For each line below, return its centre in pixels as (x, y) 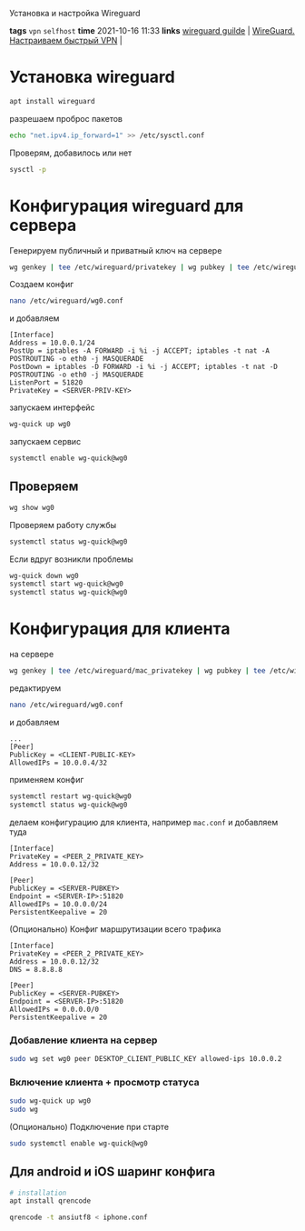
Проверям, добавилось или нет (71, 153)
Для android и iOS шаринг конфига (113, 1172)
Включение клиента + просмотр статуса (104, 1082)
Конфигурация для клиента (120, 629)
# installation (38, 1193)
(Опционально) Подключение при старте (89, 1126)
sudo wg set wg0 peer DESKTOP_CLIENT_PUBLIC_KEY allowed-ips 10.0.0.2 (146, 1058)
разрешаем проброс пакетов (66, 118)
